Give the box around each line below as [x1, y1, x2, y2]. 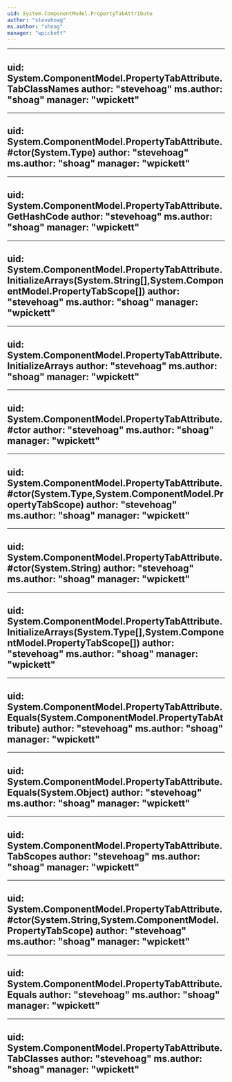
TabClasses [7, 1053, 59, 1065]
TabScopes [7, 850, 57, 862]
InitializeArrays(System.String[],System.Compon [7, 274, 224, 287]
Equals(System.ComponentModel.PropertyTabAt [7, 711, 224, 723]
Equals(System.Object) [7, 786, 109, 799]
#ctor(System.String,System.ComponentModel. [7, 914, 220, 926]
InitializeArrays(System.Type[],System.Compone [7, 626, 224, 638]
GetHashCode [7, 211, 69, 223]
